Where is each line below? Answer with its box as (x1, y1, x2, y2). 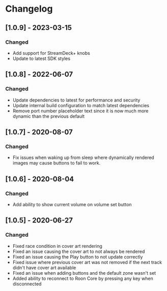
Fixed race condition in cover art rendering (12, 243, 103, 249)
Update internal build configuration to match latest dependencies (12, 102, 149, 108)
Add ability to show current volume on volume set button (12, 201, 132, 207)
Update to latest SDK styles (12, 55, 70, 61)
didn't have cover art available (12, 265, 76, 271)
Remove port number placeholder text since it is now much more (12, 108, 149, 114)
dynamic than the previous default (12, 113, 85, 119)
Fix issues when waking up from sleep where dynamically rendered (12, 154, 154, 160)
